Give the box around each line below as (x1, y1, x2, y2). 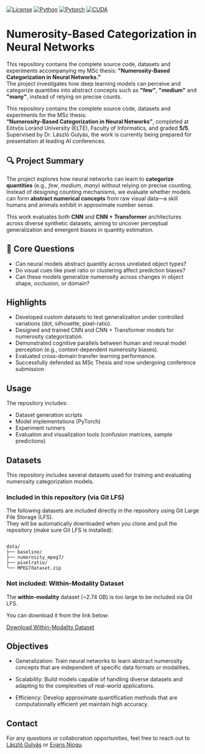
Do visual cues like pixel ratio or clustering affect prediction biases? (15, 266, 185, 274)
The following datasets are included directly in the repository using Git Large (6, 507, 199, 514)
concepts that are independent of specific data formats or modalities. (15, 664, 191, 671)
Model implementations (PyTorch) (15, 418, 101, 425)
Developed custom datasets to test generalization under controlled (15, 313, 184, 321)
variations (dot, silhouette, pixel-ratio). (15, 320, 112, 327)
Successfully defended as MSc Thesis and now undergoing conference (15, 359, 196, 367)
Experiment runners (15, 424, 65, 431)
